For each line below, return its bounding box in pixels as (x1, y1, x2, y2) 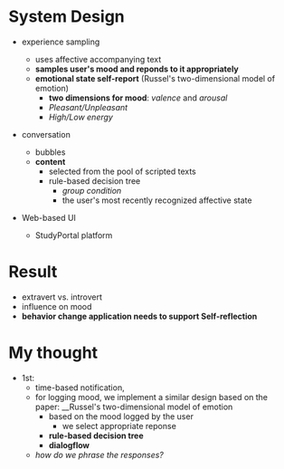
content (34, 156, 66, 167)
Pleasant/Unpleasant (48, 101, 128, 112)
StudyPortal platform (34, 229, 113, 241)
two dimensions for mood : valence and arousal (48, 92, 228, 103)
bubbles (34, 147, 66, 158)
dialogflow (48, 439, 90, 450)
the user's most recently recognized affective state (62, 195, 252, 206)
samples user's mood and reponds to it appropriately (34, 63, 239, 74)
